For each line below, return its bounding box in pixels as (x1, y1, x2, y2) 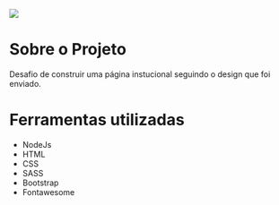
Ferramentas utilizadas (9, 110, 186, 130)
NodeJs (22, 139, 52, 149)
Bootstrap (22, 177, 59, 188)
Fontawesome (22, 186, 75, 197)
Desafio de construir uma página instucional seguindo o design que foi (9, 68, 271, 80)
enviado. (9, 78, 42, 89)
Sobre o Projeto (9, 39, 127, 60)
